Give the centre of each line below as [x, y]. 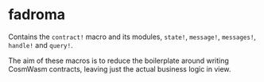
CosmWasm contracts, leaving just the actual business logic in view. [120, 68]
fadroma [37, 15]
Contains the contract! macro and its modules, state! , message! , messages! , [132, 37]
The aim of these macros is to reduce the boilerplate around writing [118, 61]
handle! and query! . [41, 45]
